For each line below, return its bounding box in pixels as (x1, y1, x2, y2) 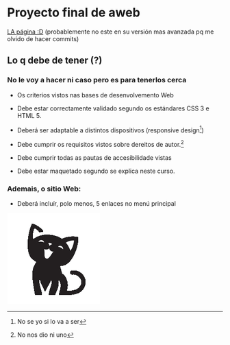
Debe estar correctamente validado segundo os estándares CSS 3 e (16, 104, 210, 112)
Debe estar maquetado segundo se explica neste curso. (16, 167, 176, 175)
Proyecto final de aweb (7, 5, 140, 21)
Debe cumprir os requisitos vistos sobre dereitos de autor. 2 (16, 139, 184, 148)
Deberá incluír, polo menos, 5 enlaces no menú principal (16, 200, 177, 208)
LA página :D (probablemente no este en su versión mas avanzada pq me (7, 27, 214, 36)
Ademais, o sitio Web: (7, 184, 81, 193)
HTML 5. (16, 111, 42, 119)
